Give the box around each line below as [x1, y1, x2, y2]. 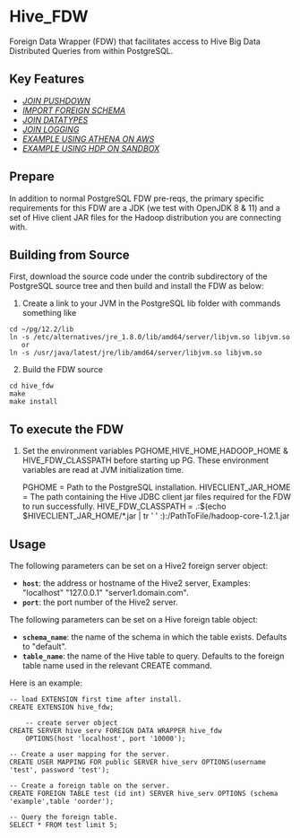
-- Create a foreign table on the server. [9, 781, 170, 790]
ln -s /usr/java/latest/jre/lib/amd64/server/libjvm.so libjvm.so [9, 348, 262, 358]
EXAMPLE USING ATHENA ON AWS [21, 133, 155, 144]
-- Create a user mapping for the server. [9, 750, 170, 759]
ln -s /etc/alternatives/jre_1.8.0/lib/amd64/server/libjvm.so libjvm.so [9, 333, 291, 342]
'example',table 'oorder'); [9, 797, 115, 806]
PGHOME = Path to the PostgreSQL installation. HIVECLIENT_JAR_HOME [21, 482, 291, 493]
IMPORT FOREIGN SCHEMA [21, 105, 126, 116]
